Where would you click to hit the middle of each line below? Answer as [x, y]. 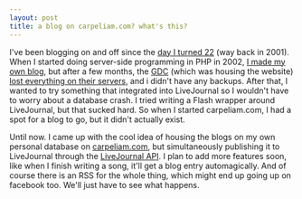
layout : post [34, 18]
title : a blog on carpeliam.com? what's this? [99, 26]
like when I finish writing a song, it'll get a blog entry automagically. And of [148, 166]
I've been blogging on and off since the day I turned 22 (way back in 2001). [149, 52]
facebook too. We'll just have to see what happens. [105, 185]
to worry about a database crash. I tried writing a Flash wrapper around [142, 99]
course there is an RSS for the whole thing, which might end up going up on [151, 175]
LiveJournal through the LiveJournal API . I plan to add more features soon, [148, 156]
